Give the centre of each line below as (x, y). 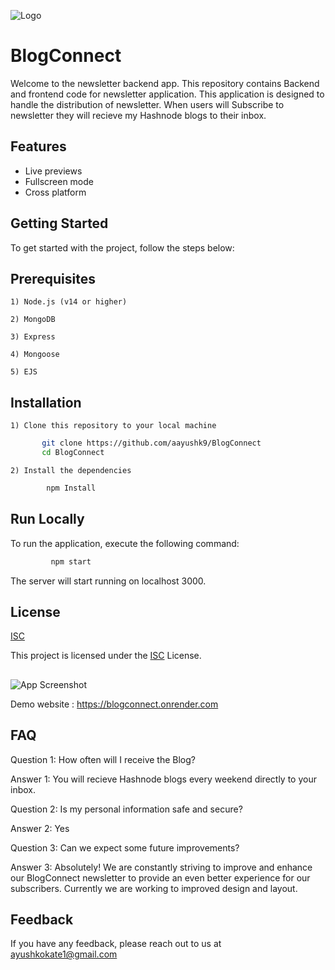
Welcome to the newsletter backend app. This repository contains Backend (165, 83)
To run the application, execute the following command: (125, 543)
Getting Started (59, 223)
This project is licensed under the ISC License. (106, 656)
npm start (71, 561)
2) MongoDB (33, 320)
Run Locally (47, 519)
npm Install (71, 488)
